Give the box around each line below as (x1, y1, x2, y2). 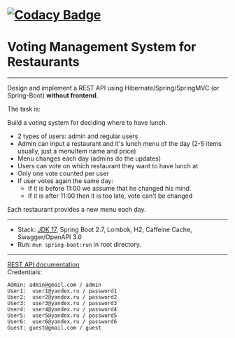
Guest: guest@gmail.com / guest (7, 325, 101, 332)
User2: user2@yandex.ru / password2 (7, 294, 117, 301)
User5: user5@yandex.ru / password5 (7, 312, 117, 319)
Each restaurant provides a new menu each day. (7, 205, 147, 214)
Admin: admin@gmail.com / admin (7, 281, 101, 289)
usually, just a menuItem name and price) (17, 147, 136, 156)
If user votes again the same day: (17, 177, 114, 185)
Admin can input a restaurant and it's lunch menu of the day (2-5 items (17, 140, 222, 148)
